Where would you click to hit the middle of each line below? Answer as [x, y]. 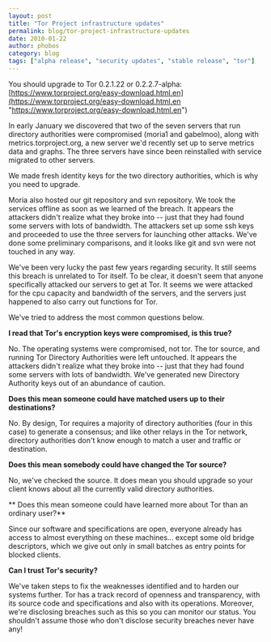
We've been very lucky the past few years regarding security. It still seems [133, 267]
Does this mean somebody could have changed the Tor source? [118, 464]
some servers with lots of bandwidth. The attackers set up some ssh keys [131, 225]
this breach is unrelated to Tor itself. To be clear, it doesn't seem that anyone [136, 275]
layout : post [30, 16]
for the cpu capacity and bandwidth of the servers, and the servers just [127, 293]
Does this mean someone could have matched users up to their [116, 398]
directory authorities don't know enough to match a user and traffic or [125, 440]
